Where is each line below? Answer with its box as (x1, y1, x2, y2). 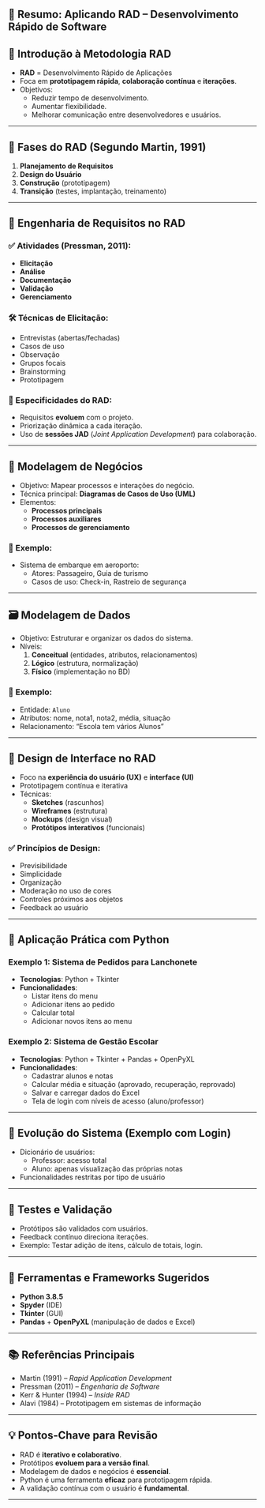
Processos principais (31, 506, 103, 516)
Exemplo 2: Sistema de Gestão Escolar (8, 1036, 159, 1047)
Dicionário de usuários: (19, 1147, 95, 1157)
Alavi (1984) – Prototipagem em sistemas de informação (19, 1398, 202, 1408)
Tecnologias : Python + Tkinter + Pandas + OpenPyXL (19, 1054, 195, 1063)
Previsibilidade (19, 860, 68, 870)
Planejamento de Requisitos (19, 161, 114, 171)
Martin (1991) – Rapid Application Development (19, 1373, 172, 1382)
